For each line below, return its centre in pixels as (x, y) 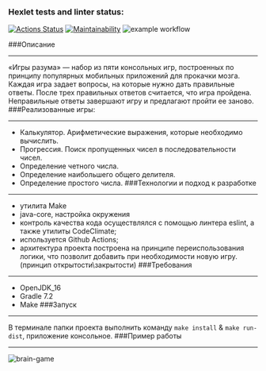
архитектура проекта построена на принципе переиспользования (132, 248)
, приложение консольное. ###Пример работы (102, 336)
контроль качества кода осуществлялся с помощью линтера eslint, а (137, 223)
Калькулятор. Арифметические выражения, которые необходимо (131, 133)
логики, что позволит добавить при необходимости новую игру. (128, 257)
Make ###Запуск (48, 305)
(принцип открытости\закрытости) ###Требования (106, 265)
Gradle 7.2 (36, 296)
